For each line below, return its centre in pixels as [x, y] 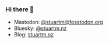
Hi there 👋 [20, 9]
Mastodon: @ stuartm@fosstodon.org [58, 22]
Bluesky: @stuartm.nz [40, 28]
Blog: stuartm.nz [34, 35]
